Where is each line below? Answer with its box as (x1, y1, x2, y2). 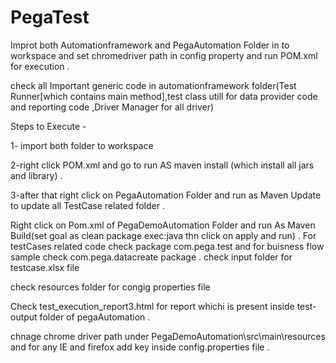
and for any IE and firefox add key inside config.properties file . (10, 341, 270, 353)
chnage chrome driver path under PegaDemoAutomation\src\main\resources (10, 330, 326, 342)
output (10, 311, 38, 323)
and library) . (10, 169, 63, 181)
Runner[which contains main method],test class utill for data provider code (10, 90, 318, 102)
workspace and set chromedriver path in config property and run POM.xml (10, 49, 318, 61)
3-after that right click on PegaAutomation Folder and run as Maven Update (10, 189, 322, 201)
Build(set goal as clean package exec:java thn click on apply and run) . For (10, 229, 317, 241)
